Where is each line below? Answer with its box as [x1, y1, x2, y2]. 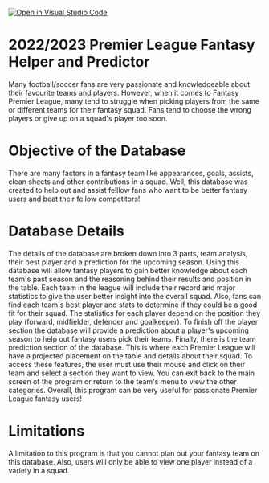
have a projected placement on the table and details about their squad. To [8, 350, 253, 361]
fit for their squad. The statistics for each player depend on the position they [8, 308, 261, 317]
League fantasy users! [8, 394, 83, 403]
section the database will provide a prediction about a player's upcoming [8, 325, 249, 335]
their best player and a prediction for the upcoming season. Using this [8, 257, 239, 267]
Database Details [8, 222, 124, 240]
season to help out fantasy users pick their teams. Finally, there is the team [8, 334, 257, 343]
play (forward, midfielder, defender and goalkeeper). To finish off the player [8, 317, 259, 326]
